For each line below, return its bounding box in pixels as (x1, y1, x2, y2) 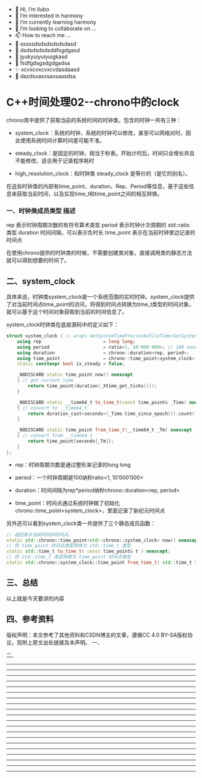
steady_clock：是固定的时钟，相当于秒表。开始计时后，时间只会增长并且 (14, 149, 195, 156)
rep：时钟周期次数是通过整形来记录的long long (14, 461, 131, 468)
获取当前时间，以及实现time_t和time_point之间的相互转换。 (16, 190, 163, 197)
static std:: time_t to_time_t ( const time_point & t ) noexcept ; (6, 548, 171, 554)
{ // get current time (17, 378, 74, 384)
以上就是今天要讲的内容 (6, 595, 64, 602)
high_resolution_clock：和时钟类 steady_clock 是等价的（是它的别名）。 (14, 170, 191, 177)
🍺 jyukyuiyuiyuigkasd (14, 53, 68, 60)
